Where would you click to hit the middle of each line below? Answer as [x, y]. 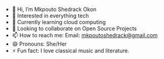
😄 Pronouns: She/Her [39, 44]
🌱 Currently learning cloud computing [59, 22]
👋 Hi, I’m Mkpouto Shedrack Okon [54, 9]
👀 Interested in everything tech [50, 16]
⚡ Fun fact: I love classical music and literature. [71, 51]
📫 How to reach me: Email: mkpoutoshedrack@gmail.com [85, 35]
